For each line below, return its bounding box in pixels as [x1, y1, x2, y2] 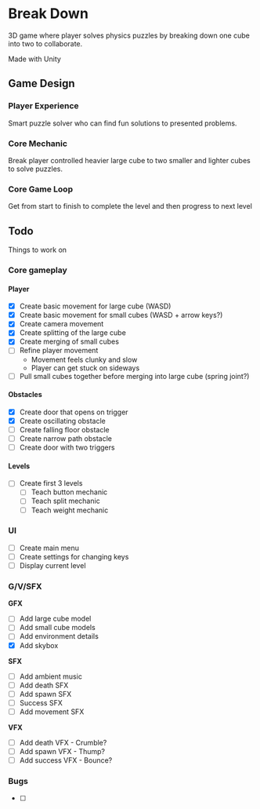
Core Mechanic [8, 138, 68, 149]
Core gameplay [8, 264, 68, 275]
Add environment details [19, 632, 99, 641]
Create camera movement [19, 319, 104, 329]
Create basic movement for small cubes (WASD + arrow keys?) [19, 311, 223, 320]
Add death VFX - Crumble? [19, 738, 107, 747]
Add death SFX [19, 680, 69, 690]
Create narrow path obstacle [19, 433, 112, 443]
